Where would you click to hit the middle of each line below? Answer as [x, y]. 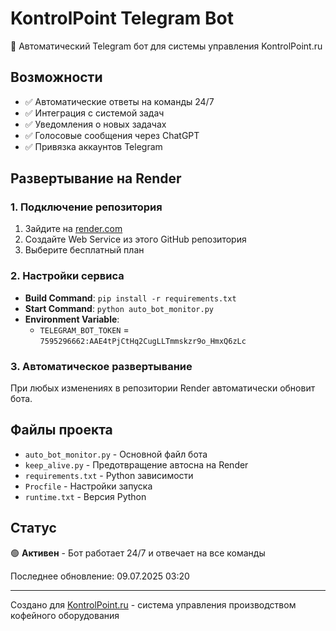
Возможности [56, 77]
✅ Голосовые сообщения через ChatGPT [112, 135]
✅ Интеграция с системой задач [94, 113]
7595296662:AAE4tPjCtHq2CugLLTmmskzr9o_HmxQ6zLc [143, 341]
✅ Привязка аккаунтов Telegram [93, 146]
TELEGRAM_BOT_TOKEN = [84, 329]
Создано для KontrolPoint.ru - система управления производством [153, 604]
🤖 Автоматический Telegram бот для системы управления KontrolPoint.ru [166, 46]
